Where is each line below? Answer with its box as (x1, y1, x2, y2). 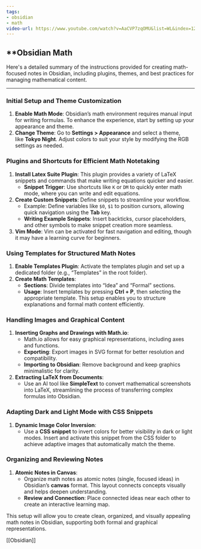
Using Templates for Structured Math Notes (6, 249, 136, 257)
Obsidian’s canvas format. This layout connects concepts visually (23, 481, 186, 489)
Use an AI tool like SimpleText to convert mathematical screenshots (23, 380, 191, 388)
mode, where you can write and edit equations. (23, 190, 141, 197)
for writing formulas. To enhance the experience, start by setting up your (14, 117, 194, 124)
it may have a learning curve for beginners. (14, 234, 121, 241)
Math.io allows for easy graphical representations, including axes (23, 335, 184, 343)
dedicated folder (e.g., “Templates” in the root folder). (14, 269, 148, 276)
